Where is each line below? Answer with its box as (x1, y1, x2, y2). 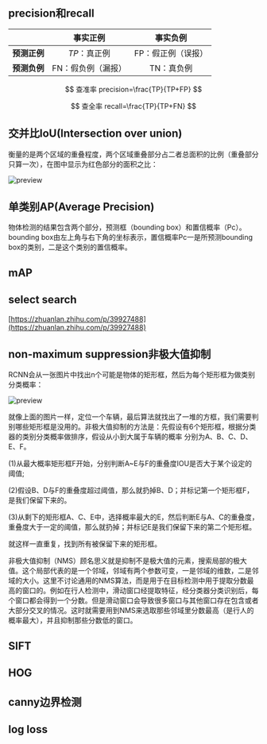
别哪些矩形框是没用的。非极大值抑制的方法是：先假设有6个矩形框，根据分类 (8, 422, 257, 432)
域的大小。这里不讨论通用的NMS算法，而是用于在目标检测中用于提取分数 (8, 576, 248, 585)
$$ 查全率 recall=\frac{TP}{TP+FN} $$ (70, 101, 197, 110)
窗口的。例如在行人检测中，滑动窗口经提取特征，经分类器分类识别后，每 (21, 586, 259, 596)
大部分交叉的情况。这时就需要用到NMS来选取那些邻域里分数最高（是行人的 (8, 606, 254, 615)
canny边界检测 (8, 695, 82, 708)
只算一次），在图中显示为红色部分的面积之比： (8, 159, 158, 168)
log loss (8, 723, 48, 736)
